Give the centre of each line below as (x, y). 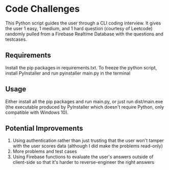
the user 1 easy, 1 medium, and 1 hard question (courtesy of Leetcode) (79, 28)
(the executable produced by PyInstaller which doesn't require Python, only (85, 107)
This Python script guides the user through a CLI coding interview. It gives (83, 23)
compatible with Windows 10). (37, 112)
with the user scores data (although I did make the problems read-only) (88, 146)
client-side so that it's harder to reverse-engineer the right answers (83, 162)
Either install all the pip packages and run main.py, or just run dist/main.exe (84, 101)
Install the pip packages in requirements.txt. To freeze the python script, (81, 67)
